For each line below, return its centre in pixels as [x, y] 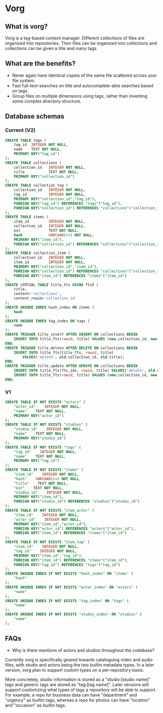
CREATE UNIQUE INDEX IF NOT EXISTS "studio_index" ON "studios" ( [73, 614]
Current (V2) [20, 130]
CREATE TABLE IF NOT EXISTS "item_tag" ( [48, 542]
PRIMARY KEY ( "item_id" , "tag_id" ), [49, 556]
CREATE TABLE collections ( [33, 163]
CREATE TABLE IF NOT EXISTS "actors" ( [45, 402]
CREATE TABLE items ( [27, 217]
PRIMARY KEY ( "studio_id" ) [40, 438]
